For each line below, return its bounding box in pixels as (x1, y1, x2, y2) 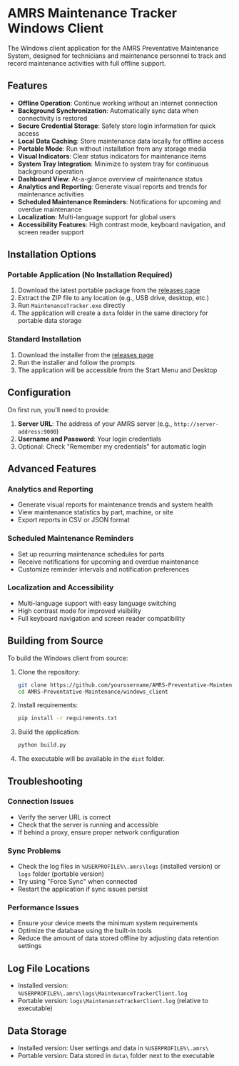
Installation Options (7, 249, 97, 261)
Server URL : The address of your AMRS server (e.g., (17, 419, 173, 428)
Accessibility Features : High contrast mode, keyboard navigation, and (17, 220, 226, 229)
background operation (17, 166, 83, 176)
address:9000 (17, 428, 57, 435)
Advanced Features (7, 462, 97, 474)
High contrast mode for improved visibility (17, 606, 141, 615)
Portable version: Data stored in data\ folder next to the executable (17, 1052, 215, 1060)
